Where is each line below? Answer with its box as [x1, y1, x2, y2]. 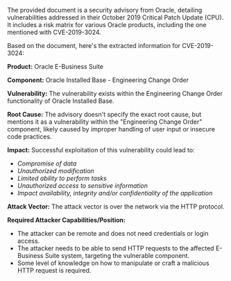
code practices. [7, 132, 52, 140]
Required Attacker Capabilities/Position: [7, 216, 126, 224]
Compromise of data [17, 159, 77, 168]
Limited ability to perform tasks [17, 174, 108, 182]
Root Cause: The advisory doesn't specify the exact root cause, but [7, 111, 202, 118]
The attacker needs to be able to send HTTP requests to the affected [17, 244, 214, 252]
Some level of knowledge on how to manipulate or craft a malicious [17, 259, 209, 267]
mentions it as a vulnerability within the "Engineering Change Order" [7, 118, 203, 126]
